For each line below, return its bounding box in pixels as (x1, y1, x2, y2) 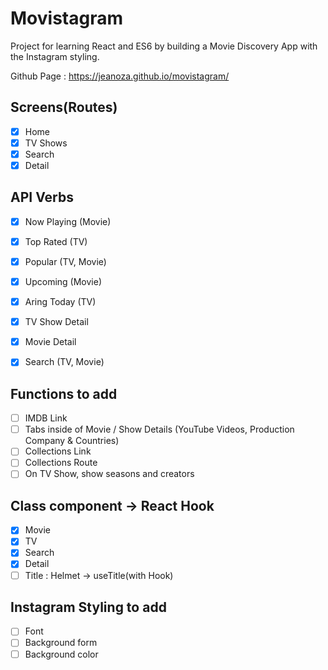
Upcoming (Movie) (24, 276, 103, 287)
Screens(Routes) (10, 99, 118, 116)
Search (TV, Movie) (24, 356, 105, 368)
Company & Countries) (24, 435, 120, 447)
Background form (24, 637, 98, 649)
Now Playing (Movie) (24, 215, 112, 227)
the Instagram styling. (10, 50, 100, 62)
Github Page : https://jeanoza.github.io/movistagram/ (10, 70, 230, 82)
